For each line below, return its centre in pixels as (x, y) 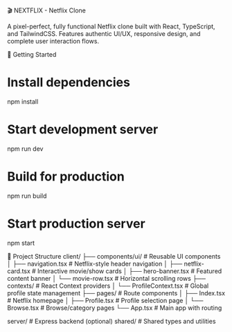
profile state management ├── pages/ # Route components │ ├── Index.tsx (116, 293)
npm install (23, 101)
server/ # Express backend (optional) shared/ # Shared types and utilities (111, 321)
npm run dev (25, 149)
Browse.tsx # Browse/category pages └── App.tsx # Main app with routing (115, 308)
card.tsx (19, 271)
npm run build (27, 196)
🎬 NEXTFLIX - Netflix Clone (47, 10)
